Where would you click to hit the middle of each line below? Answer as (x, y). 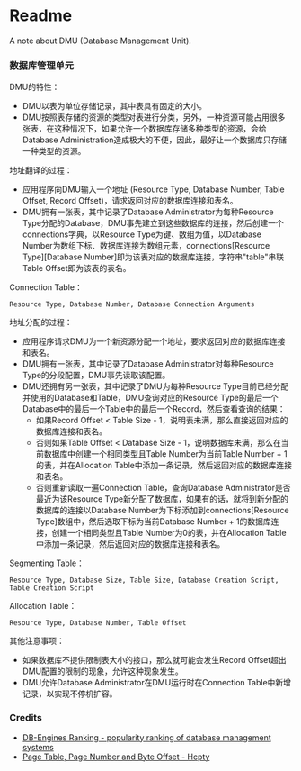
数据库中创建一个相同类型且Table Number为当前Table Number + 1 (165, 454)
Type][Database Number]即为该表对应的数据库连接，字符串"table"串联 (153, 257)
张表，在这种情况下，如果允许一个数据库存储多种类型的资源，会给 (144, 129)
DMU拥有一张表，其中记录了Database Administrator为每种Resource (148, 212)
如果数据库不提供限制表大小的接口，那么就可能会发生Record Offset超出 (155, 660)
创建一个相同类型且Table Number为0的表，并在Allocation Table (169, 533)
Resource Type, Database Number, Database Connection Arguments (132, 304)
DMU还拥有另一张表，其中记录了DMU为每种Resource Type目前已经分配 (155, 386)
